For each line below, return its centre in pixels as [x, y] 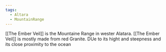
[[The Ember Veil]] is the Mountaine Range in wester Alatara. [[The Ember [82, 34]
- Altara [19, 15]
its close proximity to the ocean [38, 44]
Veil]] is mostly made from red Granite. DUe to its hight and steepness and [83, 39]
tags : [11, 10]
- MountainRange [27, 19]
